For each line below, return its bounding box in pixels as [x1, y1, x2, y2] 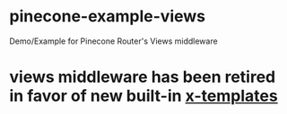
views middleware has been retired [9, 67, 276, 87]
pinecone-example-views [9, 6, 206, 27]
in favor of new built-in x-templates [9, 86, 278, 106]
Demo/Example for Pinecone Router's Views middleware [9, 36, 218, 46]
